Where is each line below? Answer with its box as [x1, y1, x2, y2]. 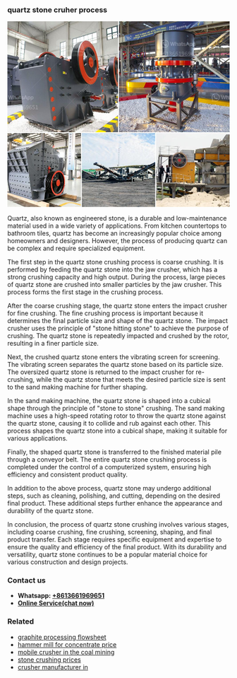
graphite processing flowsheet [17, 633, 107, 641]
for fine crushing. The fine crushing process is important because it [7, 309, 203, 317]
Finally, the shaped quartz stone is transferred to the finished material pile [7, 448, 222, 456]
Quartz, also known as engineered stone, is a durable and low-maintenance [7, 214, 227, 222]
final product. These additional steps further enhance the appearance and [7, 498, 222, 507]
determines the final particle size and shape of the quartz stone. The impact [7, 316, 228, 325]
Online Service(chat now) [17, 599, 95, 607]
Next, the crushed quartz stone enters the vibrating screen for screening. [7, 352, 220, 361]
